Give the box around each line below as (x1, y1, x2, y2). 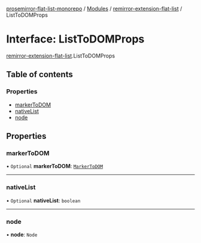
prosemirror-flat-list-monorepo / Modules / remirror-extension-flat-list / (6, 5, 182, 12)
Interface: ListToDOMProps (6, 32, 145, 46)
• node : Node (6, 230, 38, 238)
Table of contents (6, 69, 73, 80)
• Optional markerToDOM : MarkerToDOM (6, 163, 103, 170)
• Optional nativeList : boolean (6, 197, 81, 204)
